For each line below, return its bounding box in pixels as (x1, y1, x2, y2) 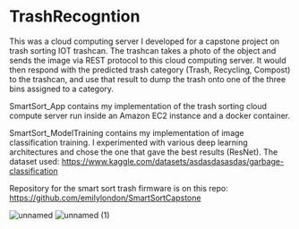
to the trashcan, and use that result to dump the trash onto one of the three (9, 73, 286, 84)
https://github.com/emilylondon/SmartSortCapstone (9, 192, 201, 203)
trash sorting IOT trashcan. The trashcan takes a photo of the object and (9, 45, 277, 55)
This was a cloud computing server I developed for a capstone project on (9, 36, 280, 47)
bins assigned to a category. (9, 83, 115, 94)
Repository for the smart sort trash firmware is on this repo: (9, 182, 228, 193)
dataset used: (9, 156, 60, 166)
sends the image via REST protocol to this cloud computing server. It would (9, 55, 286, 65)
